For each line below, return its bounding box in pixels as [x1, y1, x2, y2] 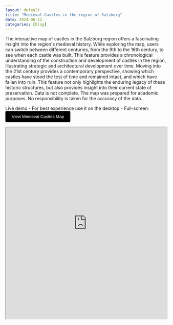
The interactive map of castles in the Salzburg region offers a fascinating [5, 36, 159, 42]
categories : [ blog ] [5, 21, 47, 27]
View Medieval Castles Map [12, 114, 64, 120]
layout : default [5, 7, 40, 13]
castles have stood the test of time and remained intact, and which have [5, 74, 157, 80]
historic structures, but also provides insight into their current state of [5, 85, 152, 91]
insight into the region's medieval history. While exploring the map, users [5, 41, 159, 48]
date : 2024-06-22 [5, 17, 42, 22]
